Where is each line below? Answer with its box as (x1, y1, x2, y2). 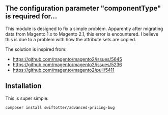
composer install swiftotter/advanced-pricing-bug (5, 105, 115, 110)
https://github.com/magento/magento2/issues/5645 (12, 56, 122, 62)
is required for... (5, 12, 58, 21)
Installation (5, 81, 42, 91)
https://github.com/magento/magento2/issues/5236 (12, 61, 122, 68)
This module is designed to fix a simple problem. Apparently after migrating (5, 25, 163, 32)
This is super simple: (5, 95, 49, 101)
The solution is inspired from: (5, 46, 67, 52)
